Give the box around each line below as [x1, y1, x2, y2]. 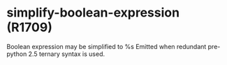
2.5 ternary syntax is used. [28, 50, 105, 58]
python [6, 50, 27, 58]
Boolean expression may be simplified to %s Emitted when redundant [6, 42, 207, 50]
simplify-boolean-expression [6, 5, 180, 21]
